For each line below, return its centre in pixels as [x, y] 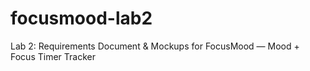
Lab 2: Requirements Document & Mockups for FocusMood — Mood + [155, 46]
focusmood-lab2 [81, 18]
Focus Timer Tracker [53, 56]
